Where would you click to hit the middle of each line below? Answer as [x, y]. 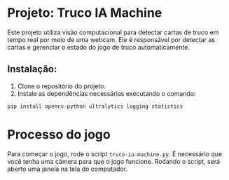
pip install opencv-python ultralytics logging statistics [95, 106]
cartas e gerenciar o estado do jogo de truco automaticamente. [99, 47]
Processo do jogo [59, 134]
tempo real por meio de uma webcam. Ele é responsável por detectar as [111, 39]
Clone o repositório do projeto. [62, 86]
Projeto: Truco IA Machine [85, 13]
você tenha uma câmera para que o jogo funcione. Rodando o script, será [114, 161]
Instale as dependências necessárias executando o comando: [106, 93]
